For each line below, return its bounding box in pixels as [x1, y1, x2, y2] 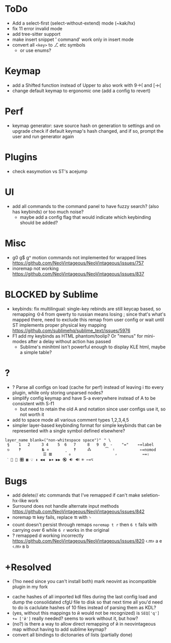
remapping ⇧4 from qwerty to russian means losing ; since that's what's [12, 311, 166, 317]
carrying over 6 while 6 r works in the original [12, 527, 110, 533]
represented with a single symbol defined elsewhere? [12, 427, 125, 433]
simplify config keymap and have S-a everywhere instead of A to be [12, 395, 156, 401]
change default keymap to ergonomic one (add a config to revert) [12, 88, 151, 94]
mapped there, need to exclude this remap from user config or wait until [12, 316, 164, 323]
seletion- [141, 492, 160, 499]
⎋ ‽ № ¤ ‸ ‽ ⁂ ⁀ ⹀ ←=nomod [7, 447, 157, 452]
